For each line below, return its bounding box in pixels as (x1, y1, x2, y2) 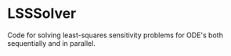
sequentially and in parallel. (7, 38, 96, 47)
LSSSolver (7, 5, 77, 23)
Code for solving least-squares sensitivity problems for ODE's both (7, 30, 224, 40)
